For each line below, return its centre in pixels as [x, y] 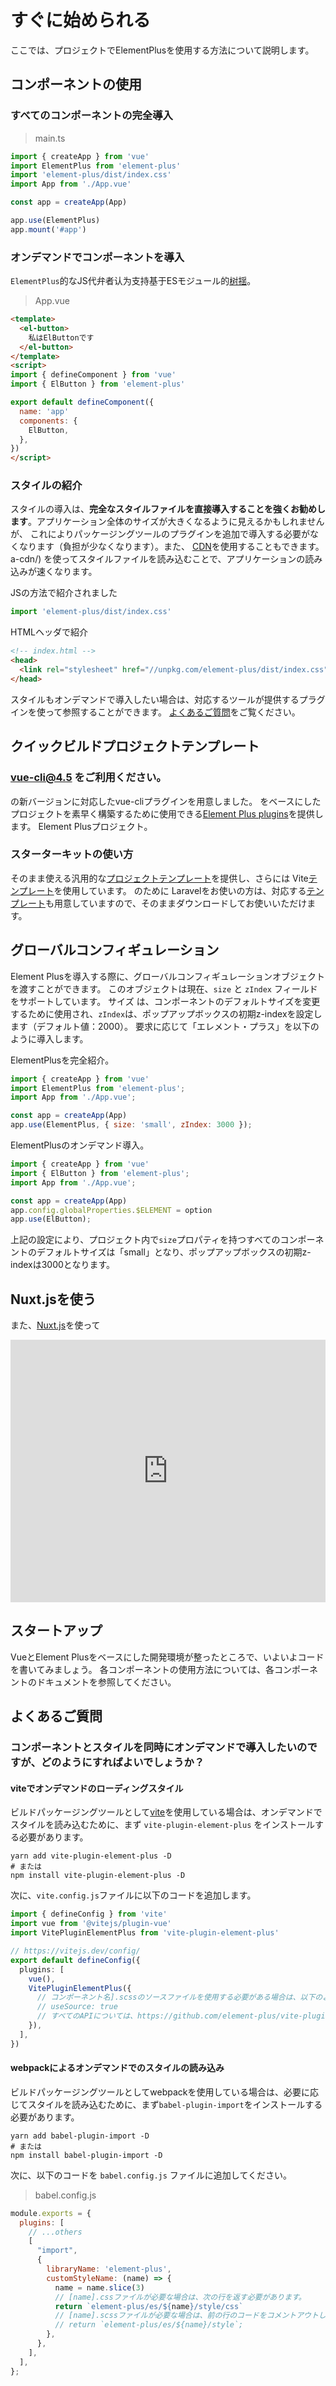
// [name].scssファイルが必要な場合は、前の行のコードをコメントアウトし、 [194, 2316]
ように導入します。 [49, 1038]
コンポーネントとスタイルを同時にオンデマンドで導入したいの [159, 1748]
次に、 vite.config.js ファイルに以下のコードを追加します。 [133, 1895]
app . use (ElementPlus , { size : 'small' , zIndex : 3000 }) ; [131, 1125]
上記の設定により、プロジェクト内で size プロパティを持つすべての [145, 1240]
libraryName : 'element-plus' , [109, 2269]
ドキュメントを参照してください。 [106, 1682]
